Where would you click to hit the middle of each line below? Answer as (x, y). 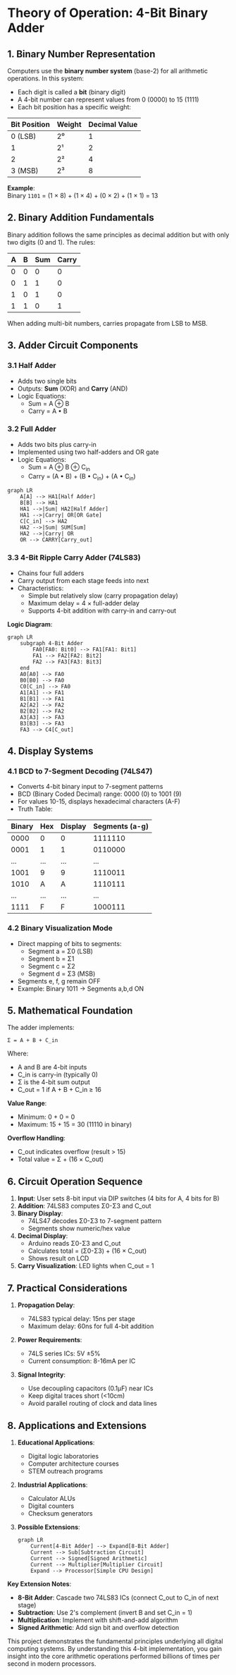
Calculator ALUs (52, 1498)
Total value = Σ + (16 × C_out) (61, 1159)
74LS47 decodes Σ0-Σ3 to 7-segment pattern (95, 1221)
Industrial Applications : (52, 1485)
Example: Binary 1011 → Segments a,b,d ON (81, 988)
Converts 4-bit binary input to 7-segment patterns (90, 787)
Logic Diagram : (30, 624)
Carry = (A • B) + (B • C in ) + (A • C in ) (82, 477)
